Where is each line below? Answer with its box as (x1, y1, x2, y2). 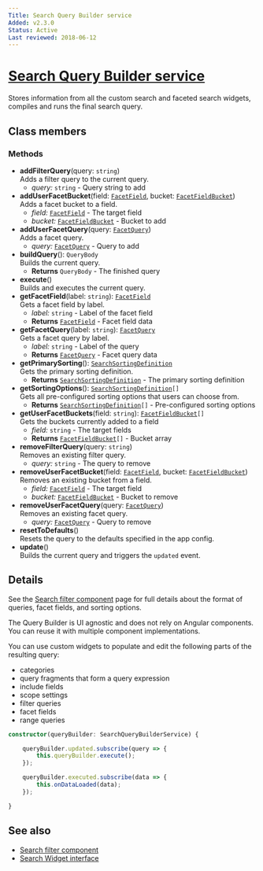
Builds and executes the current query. (19, 282, 146, 292)
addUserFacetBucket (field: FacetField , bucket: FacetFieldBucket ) (19, 190, 236, 201)
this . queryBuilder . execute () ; (36, 752, 135, 760)
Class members (8, 124, 87, 138)
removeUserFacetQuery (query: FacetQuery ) (19, 500, 164, 510)
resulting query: (8, 650, 60, 659)
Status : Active (8, 26, 58, 34)
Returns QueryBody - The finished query (31, 266, 161, 275)
